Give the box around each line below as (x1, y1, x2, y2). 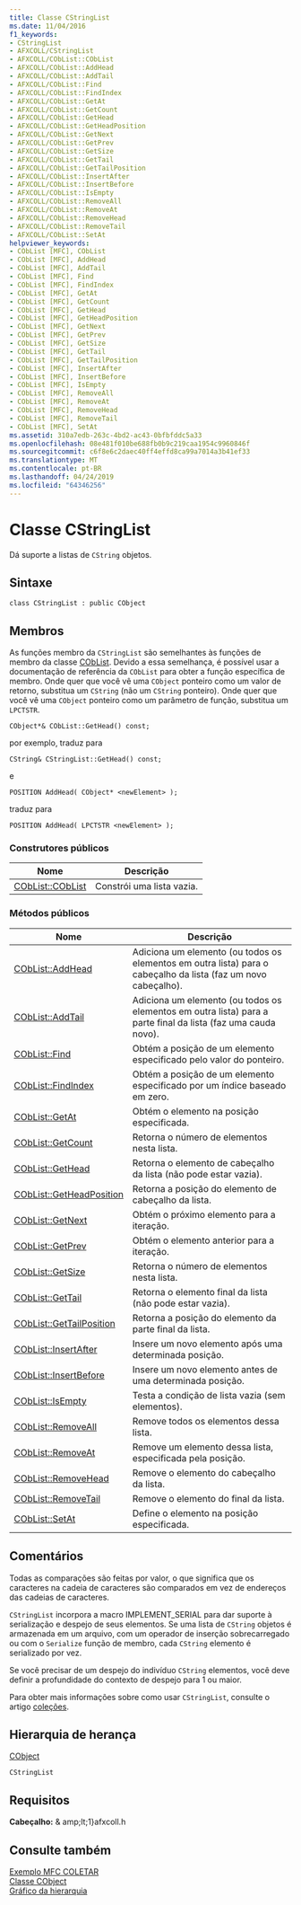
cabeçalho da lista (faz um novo (132, 967, 267, 980)
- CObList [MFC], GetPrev (9, 331, 106, 340)
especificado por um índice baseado (132, 1079, 287, 1091)
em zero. (132, 1090, 169, 1103)
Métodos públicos (9, 907, 90, 920)
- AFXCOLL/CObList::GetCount (9, 105, 118, 114)
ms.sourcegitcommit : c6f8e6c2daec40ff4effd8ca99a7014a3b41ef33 (9, 447, 251, 456)
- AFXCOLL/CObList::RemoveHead (9, 213, 126, 223)
